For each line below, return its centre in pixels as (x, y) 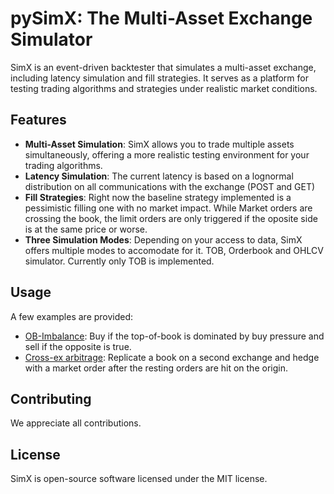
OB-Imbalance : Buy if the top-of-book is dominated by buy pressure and (174, 336)
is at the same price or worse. (86, 229)
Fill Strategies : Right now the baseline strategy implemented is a (158, 197)
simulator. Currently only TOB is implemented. (119, 261)
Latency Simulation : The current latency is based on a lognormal (159, 176)
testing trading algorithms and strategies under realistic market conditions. (164, 88)
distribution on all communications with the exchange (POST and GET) (170, 186)
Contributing (51, 398)
